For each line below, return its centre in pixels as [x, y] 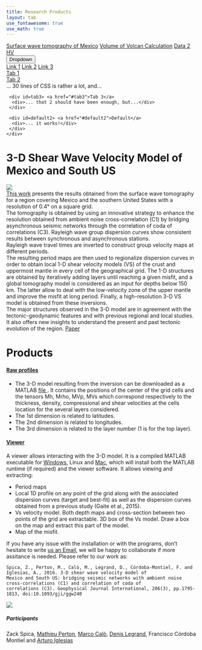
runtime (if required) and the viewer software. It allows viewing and [90, 469]
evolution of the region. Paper [43, 329]
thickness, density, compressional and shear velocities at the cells [97, 403]
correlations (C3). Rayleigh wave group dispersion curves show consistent [99, 232]
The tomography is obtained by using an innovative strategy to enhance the [100, 213]
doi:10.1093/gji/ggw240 [52, 594]
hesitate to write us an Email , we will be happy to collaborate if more [91, 550]
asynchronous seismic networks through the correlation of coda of [89, 226]
